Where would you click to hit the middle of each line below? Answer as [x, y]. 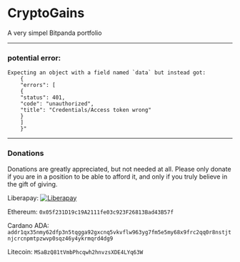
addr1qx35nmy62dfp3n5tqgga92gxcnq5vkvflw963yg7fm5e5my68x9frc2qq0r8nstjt [120, 232]
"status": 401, [43, 98]
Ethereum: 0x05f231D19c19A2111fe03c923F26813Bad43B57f [90, 211]
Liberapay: [23, 198]
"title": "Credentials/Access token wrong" [86, 110]
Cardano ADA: [29, 225]
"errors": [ [38, 85]
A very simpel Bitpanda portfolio [55, 33]
